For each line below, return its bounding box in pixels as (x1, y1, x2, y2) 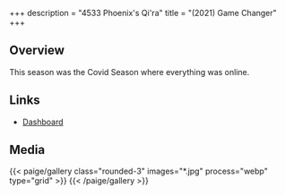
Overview (9, 43, 65, 58)
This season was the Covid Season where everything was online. (9, 66, 250, 77)
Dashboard (22, 116, 65, 127)
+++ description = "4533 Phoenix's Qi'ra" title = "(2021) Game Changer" (9, 8, 278, 18)
